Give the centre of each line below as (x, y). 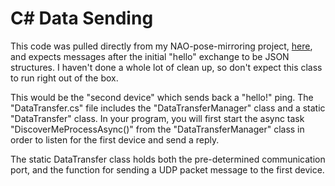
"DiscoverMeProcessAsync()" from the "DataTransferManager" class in (157, 129)
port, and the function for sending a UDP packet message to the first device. (167, 169)
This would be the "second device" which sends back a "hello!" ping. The (162, 97)
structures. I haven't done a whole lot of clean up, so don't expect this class (166, 67)
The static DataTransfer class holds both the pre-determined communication (168, 159)
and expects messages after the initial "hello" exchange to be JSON (150, 56)
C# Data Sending (82, 18)
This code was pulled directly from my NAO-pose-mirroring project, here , (161, 46)
